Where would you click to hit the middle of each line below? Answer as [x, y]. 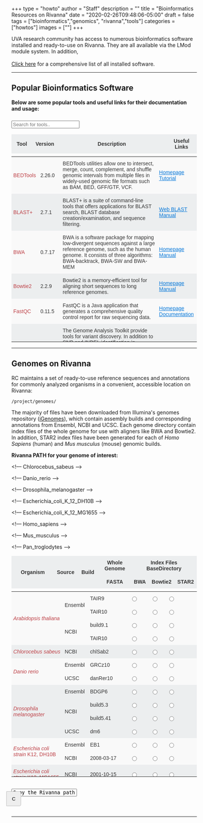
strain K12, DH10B [35, 754]
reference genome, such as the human [107, 249]
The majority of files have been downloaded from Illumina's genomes [96, 412]
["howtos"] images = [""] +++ [47, 27]
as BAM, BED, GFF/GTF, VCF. [98, 187]
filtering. [72, 224]
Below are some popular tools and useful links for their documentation [99, 102]
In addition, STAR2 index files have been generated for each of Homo [95, 438]
